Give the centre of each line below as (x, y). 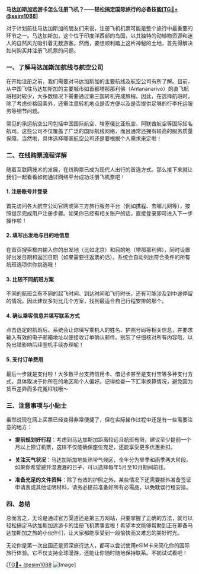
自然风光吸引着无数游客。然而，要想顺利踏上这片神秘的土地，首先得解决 (105, 43)
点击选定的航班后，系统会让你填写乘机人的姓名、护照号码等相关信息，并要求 (99, 330)
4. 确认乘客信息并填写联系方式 (43, 315)
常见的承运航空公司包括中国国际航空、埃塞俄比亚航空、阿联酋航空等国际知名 (99, 123)
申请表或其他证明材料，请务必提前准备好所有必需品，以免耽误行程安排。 (103, 487)
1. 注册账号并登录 (27, 192)
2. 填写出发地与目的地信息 (38, 235)
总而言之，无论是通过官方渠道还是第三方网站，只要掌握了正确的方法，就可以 (99, 518)
